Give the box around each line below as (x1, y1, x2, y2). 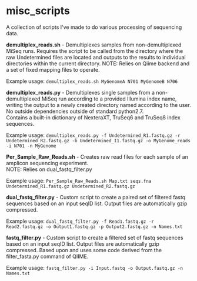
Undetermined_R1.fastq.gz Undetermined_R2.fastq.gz (6, 183, 135, 189)
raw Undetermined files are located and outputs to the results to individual (6, 53, 186, 61)
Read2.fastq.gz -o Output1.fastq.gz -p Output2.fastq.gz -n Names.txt (6, 223, 183, 230)
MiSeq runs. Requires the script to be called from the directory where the (6, 47, 183, 54)
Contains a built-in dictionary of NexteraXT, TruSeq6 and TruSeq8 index (6, 113, 181, 121)
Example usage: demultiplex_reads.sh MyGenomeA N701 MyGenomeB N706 (6, 78, 178, 85)
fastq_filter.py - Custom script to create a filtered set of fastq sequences (6, 234, 183, 241)
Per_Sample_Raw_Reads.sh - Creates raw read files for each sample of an (6, 153, 188, 160)
